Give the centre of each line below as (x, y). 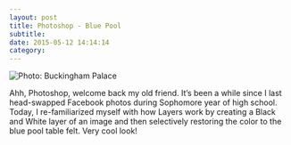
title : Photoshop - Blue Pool (66, 26)
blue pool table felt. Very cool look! (74, 131)
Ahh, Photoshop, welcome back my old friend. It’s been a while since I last (146, 93)
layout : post (33, 17)
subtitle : (28, 34)
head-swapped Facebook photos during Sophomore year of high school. (143, 102)
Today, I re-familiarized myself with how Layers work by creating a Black (143, 112)
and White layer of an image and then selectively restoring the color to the (145, 122)
